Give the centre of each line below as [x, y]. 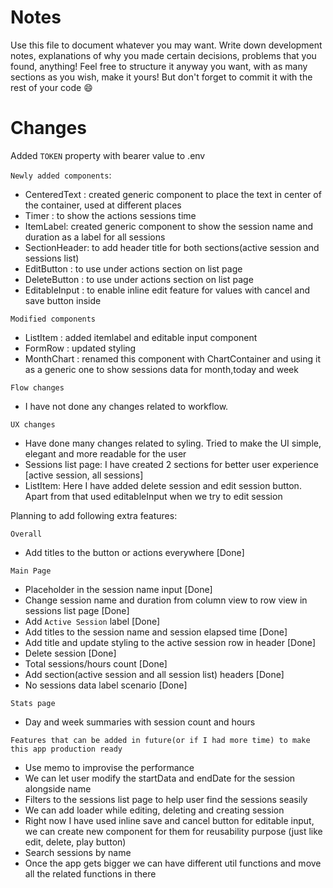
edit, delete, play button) [75, 842]
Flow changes [37, 387]
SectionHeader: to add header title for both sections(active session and [172, 247]
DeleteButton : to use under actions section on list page [139, 279]
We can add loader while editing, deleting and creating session [154, 810]
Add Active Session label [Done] [92, 621]
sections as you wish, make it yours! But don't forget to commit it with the [161, 77]
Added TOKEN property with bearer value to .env [108, 155]
